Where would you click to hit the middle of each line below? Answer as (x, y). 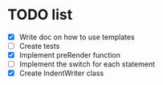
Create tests (39, 46)
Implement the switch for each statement (87, 64)
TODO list (40, 15)
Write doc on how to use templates (77, 37)
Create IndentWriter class (61, 73)
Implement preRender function (70, 55)
